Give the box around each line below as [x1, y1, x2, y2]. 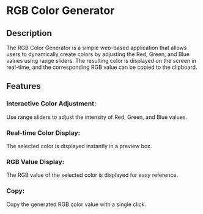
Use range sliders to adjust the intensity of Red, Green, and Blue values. [6, 113, 188, 121]
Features [6, 81, 41, 91]
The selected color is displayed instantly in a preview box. [6, 142, 152, 149]
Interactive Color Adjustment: [6, 99, 97, 108]
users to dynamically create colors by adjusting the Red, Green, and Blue [6, 51, 190, 58]
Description [6, 28, 52, 38]
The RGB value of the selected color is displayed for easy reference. [6, 171, 179, 179]
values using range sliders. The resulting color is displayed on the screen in [6, 57, 197, 64]
